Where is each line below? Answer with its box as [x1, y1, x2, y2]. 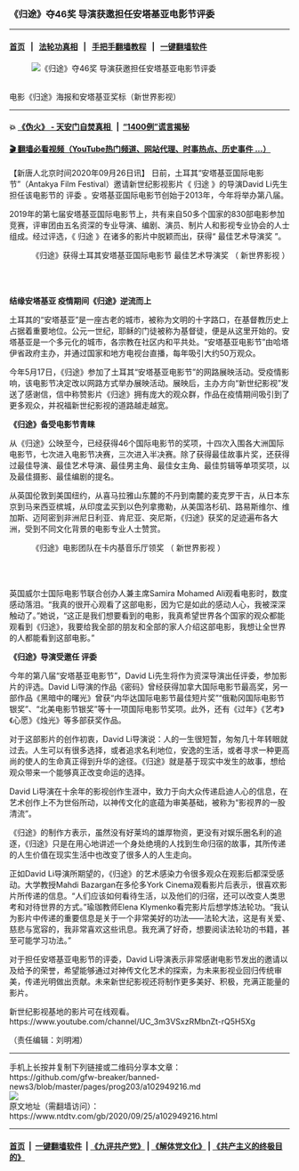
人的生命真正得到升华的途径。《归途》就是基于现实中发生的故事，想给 [32, 756, 287, 767]
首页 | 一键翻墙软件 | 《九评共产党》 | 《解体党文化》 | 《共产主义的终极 [9, 1141, 276, 1151]
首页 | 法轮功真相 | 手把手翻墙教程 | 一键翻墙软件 [9, 41, 207, 52]
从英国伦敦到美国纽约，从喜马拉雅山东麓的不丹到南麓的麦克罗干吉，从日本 [9, 490, 282, 501]
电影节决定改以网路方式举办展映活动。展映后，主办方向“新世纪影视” [32, 378, 282, 389]
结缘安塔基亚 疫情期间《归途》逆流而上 [9, 295, 152, 306]
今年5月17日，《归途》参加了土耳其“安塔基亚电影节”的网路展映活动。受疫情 [9, 367, 282, 377]
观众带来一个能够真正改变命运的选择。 [9, 767, 149, 778]
